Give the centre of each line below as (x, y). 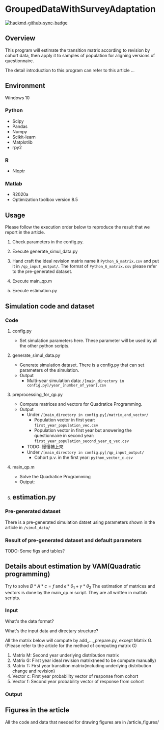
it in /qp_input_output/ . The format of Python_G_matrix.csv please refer (84, 266)
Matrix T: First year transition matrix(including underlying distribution (82, 665)
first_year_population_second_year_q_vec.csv (82, 441)
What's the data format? (29, 621)
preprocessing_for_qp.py (37, 394)
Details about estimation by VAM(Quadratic (73, 566)
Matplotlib (22, 142)
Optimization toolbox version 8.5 (45, 200)
